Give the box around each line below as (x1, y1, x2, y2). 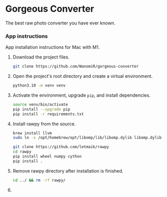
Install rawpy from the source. (12, 121, 76, 127)
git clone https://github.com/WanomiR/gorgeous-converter (12, 64, 139, 69)
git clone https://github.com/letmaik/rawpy (12, 145, 109, 150)
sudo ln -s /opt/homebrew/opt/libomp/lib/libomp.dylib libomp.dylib (12, 135, 162, 140)
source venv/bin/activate (12, 102, 68, 107)
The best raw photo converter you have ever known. (5, 20, 116, 26)
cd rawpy (12, 149, 32, 154)
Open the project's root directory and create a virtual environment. (12, 73, 153, 79)
